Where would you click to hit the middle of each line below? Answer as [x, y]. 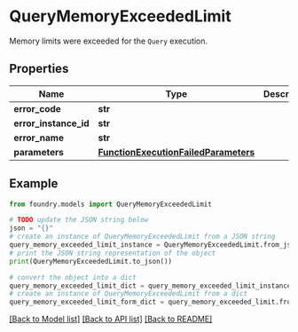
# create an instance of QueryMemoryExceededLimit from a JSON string [142, 237]
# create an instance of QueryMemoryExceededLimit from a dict [129, 294]
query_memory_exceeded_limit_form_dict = [87, 302]
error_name [39, 138]
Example [34, 184]
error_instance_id [52, 123]
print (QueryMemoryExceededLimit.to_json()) [91, 261]
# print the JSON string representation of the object [113, 253]
